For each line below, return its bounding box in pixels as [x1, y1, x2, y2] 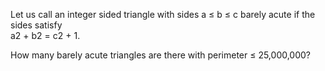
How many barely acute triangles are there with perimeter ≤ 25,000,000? [10, 49, 312, 61]
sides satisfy [10, 19, 63, 31]
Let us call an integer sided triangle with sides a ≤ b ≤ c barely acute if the [10, 9, 316, 20]
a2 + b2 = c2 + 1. [10, 30, 81, 41]
